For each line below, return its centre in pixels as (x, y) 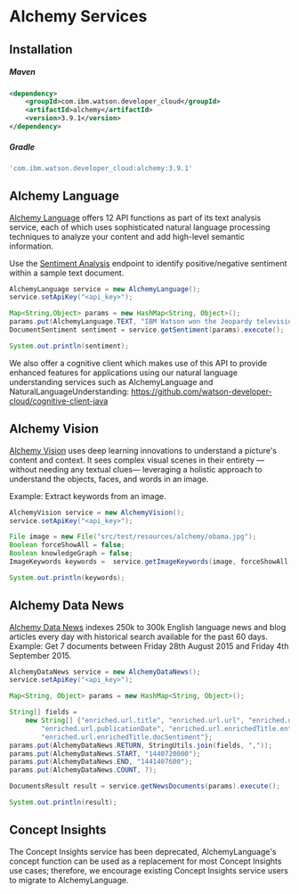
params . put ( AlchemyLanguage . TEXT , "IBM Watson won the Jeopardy (131, 322)
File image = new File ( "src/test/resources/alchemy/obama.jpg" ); (133, 537)
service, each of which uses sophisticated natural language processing (140, 227)
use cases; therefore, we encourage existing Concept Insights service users (149, 870)
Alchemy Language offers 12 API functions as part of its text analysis (135, 217)
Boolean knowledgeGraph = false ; (71, 554)
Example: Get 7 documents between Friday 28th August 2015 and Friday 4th (149, 646)
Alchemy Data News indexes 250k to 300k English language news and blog (148, 627)
